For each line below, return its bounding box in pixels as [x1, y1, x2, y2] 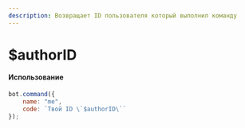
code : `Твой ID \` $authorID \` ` [22, 105, 127, 113]
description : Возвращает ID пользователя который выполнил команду [8, 11, 238, 20]
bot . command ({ [8, 91, 56, 99]
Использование [8, 72, 64, 82]
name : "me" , [22, 97, 62, 106]
